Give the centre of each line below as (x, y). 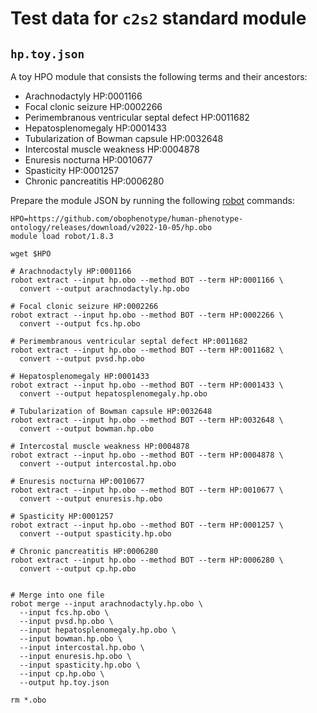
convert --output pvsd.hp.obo (82, 359)
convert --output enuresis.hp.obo (91, 499)
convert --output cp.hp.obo (78, 569)
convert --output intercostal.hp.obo (98, 464)
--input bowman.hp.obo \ (71, 639)
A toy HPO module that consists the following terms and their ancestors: (159, 76)
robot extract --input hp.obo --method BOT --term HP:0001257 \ (147, 525)
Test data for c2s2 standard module (158, 18)
